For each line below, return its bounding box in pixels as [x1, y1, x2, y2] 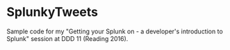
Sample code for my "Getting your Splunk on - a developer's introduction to [6, 27, 223, 35]
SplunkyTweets [6, 4, 99, 20]
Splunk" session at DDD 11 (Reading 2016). [6, 34, 129, 42]
